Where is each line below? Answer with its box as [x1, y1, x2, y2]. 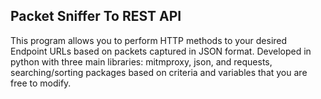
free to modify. [10, 77, 72, 89]
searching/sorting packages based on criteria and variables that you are [10, 66, 308, 78]
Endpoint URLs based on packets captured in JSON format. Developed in [10, 45, 312, 57]
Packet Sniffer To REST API [10, 8, 182, 25]
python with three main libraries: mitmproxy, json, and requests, [10, 55, 273, 68]
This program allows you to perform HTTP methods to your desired [10, 34, 288, 46]
